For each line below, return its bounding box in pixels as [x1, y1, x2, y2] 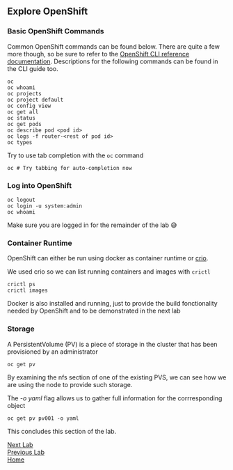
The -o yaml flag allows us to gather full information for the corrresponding [7, 393, 223, 402]
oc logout [7, 196, 36, 203]
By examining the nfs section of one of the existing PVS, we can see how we [7, 373, 227, 382]
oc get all [7, 108, 39, 116]
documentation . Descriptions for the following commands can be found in [7, 57, 218, 65]
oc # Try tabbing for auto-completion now [7, 164, 132, 171]
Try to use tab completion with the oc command [7, 151, 144, 159]
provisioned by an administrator [7, 347, 99, 356]
